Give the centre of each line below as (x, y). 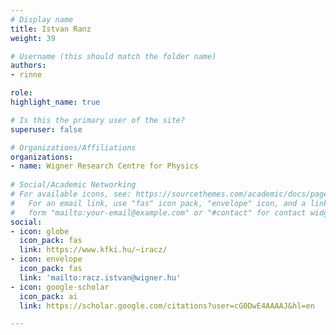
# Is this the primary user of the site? (98, 120)
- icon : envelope (46, 259)
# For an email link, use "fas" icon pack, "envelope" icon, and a (158, 203)
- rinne (26, 75)
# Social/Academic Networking (73, 185)
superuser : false (46, 129)
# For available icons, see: (71, 194)
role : (21, 93)
